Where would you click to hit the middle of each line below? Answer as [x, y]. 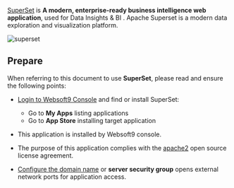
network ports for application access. [72, 177]
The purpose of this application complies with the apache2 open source [122, 148]
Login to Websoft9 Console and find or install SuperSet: [98, 99]
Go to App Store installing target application [92, 120]
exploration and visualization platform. [63, 25]
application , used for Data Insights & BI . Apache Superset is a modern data [117, 18]
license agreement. [45, 155]
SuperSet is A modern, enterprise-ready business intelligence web [107, 10]
